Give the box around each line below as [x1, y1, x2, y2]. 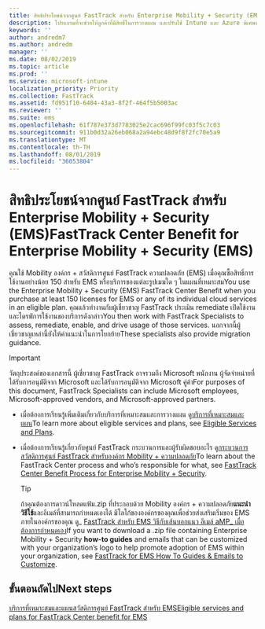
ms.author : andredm [9, 41, 73, 49]
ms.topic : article [9, 63, 69, 71]
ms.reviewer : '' [9, 107, 62, 115]
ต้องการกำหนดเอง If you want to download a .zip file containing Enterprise [20, 526, 248, 535]
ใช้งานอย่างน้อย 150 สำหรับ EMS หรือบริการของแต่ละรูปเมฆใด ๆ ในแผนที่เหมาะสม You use [9, 277, 251, 287]
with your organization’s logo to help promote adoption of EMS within [20, 543, 245, 553]
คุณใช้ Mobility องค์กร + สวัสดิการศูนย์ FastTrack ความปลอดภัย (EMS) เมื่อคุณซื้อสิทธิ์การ [9, 268, 254, 278]
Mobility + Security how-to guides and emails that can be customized [20, 535, 248, 544]
